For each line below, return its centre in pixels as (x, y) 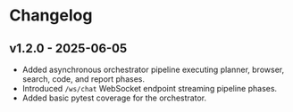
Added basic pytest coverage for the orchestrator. (114, 98)
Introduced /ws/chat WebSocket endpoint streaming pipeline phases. (150, 88)
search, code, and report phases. (84, 79)
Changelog (51, 16)
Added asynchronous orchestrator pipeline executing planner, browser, (153, 69)
